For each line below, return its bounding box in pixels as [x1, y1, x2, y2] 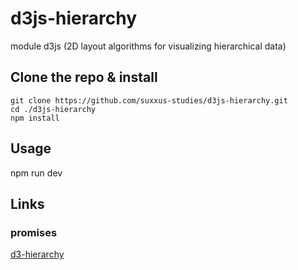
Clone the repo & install [10, 69, 158, 86]
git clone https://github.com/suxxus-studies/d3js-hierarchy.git [10, 95, 288, 106]
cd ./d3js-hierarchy [10, 104, 97, 114]
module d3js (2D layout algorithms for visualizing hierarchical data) [10, 40, 287, 52]
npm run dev [10, 167, 63, 179]
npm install [10, 113, 60, 123]
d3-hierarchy [10, 248, 65, 261]
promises [10, 225, 58, 239]
